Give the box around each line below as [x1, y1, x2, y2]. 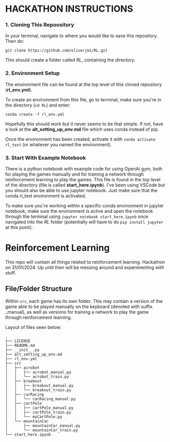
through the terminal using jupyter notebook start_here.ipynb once [5, 213, 149, 219]
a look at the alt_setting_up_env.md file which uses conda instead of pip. [5, 126, 159, 132]
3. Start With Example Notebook [5, 154, 86, 161]
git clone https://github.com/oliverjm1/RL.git [5, 48, 108, 53]
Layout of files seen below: [5, 324, 62, 330]
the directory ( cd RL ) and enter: [5, 102, 71, 108]
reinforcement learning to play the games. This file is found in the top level [5, 177, 161, 183]
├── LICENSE [5, 338, 30, 344]
